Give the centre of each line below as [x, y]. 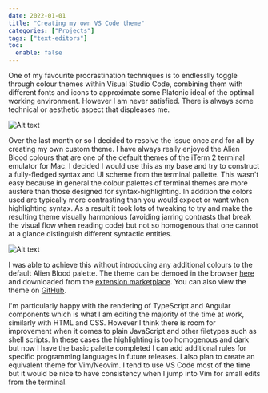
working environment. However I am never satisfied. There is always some [131, 101]
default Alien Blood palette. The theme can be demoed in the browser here [131, 273]
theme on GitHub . [37, 290]
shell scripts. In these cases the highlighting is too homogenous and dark [129, 339]
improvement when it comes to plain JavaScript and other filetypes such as [133, 331]
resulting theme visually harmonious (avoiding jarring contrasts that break [130, 217]
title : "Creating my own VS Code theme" [77, 23]
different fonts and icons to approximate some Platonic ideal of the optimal [131, 92]
